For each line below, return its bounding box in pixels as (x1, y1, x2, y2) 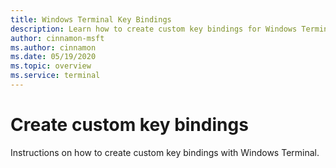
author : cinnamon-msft (10, 33, 105, 43)
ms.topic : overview (10, 61, 92, 71)
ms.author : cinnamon (10, 42, 97, 53)
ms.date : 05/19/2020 (10, 52, 97, 62)
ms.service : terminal (10, 71, 101, 81)
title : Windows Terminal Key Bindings (10, 14, 172, 25)
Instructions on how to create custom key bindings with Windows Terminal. (10, 146, 320, 158)
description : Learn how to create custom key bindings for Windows (10, 24, 298, 34)
